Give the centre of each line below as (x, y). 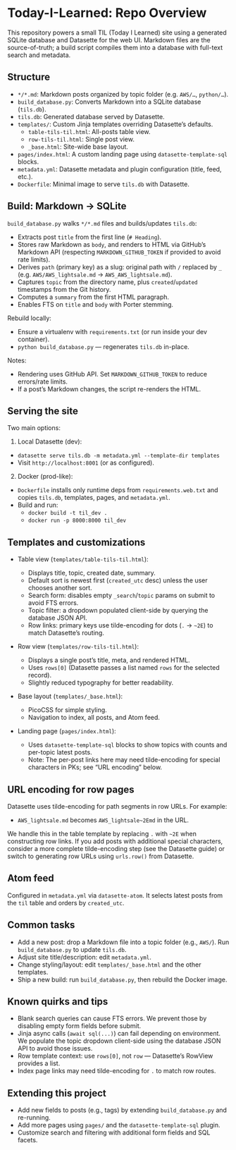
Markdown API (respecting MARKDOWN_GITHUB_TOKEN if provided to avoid (119, 252)
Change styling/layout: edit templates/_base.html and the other (109, 965)
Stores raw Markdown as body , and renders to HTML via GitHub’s (112, 244)
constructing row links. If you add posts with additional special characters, (115, 841)
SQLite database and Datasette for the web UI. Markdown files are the (109, 39)
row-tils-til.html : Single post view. (81, 139)
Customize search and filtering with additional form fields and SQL (114, 1132)
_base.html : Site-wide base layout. (78, 147)
